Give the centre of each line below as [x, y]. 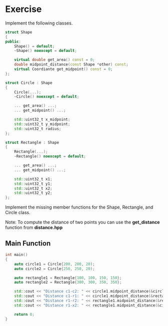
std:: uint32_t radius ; [38, 128]
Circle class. [18, 212]
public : [13, 41]
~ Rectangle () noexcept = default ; [50, 156]
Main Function [28, 243]
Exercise [23, 9]
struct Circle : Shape [29, 83]
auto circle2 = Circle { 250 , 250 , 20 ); [54, 268]
